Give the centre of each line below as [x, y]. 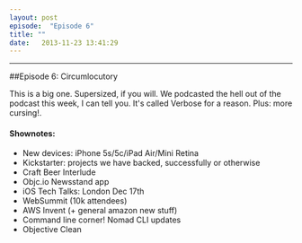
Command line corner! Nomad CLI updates [102, 220]
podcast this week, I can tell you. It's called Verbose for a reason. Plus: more [151, 103]
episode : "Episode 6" [52, 26]
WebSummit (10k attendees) [75, 201]
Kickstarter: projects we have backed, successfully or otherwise [141, 163]
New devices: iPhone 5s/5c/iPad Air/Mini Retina [111, 153]
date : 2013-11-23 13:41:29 [64, 43]
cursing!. [26, 113]
